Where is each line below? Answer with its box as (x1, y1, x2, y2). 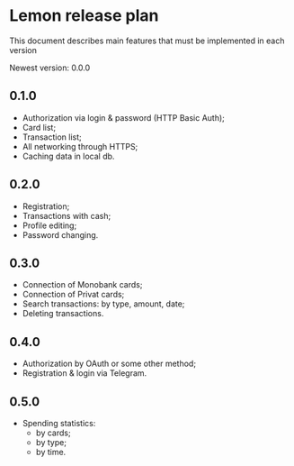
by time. (35, 447, 67, 457)
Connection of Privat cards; (22, 289, 125, 300)
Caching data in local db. (22, 151, 115, 161)
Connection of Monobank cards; (22, 279, 143, 290)
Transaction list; (22, 132, 83, 142)
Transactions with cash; (22, 210, 111, 221)
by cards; (35, 427, 71, 438)
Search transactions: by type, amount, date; (22, 298, 185, 309)
